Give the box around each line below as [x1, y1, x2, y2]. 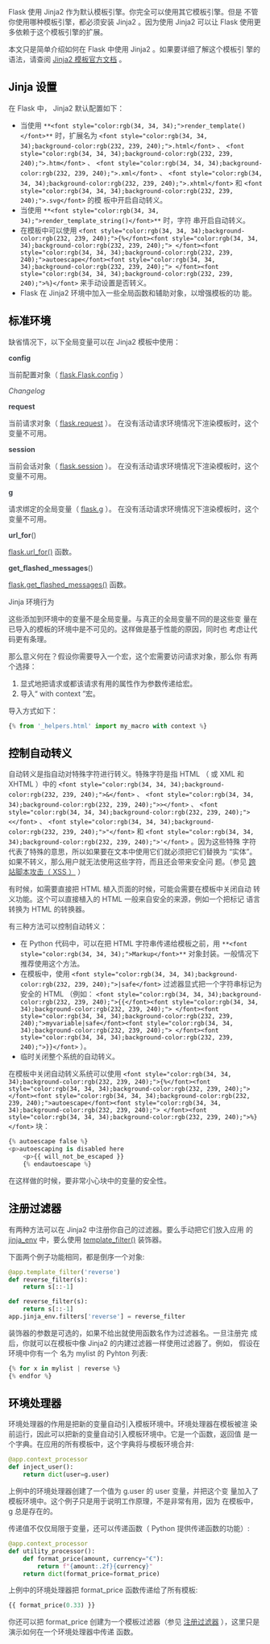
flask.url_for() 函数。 [8, 547, 77, 556]
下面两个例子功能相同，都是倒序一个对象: [8, 1252, 145, 1261]
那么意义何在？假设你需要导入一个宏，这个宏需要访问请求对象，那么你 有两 [8, 651, 258, 661]
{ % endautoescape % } [23, 1160, 92, 1168]
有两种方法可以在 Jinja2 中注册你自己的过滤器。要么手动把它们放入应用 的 [8, 1224, 254, 1234]
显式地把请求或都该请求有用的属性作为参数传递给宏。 [19, 678, 197, 688]
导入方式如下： [8, 706, 58, 715]
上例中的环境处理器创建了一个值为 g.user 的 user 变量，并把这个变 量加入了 [8, 1487, 260, 1496]
